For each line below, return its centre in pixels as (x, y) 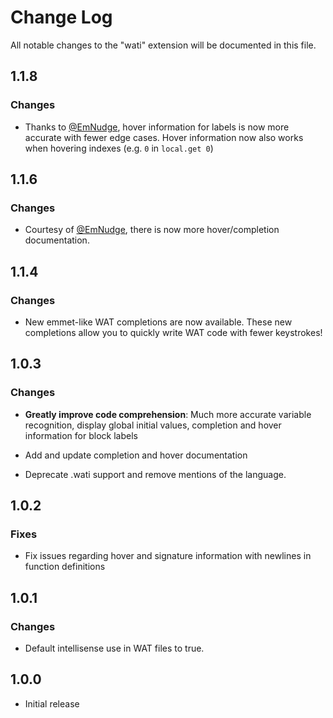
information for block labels (81, 435)
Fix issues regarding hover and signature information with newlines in (168, 556)
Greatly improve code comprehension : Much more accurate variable (168, 414)
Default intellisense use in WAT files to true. (114, 648)
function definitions (65, 567)
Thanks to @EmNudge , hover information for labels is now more (157, 127)
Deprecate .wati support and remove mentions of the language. (155, 474)
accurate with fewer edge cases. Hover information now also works (164, 137)
